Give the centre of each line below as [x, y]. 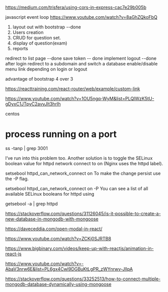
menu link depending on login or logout [46, 69]
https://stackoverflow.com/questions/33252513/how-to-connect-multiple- [83, 279]
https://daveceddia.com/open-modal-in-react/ [54, 229]
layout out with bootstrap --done [47, 27]
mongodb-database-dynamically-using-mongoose [58, 284]
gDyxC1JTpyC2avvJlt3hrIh [33, 104]
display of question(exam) [40, 43]
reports [20, 48]
